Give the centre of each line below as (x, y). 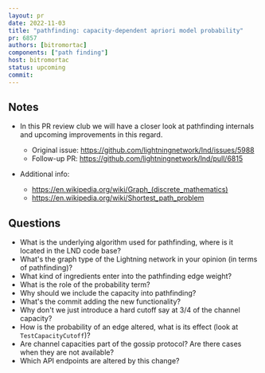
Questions (35, 223)
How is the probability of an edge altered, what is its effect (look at (129, 327)
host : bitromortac (39, 61)
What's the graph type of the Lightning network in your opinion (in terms (138, 259)
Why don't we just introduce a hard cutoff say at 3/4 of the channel (130, 310)
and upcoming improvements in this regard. (91, 135)
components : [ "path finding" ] (58, 53)
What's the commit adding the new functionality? (100, 302)
